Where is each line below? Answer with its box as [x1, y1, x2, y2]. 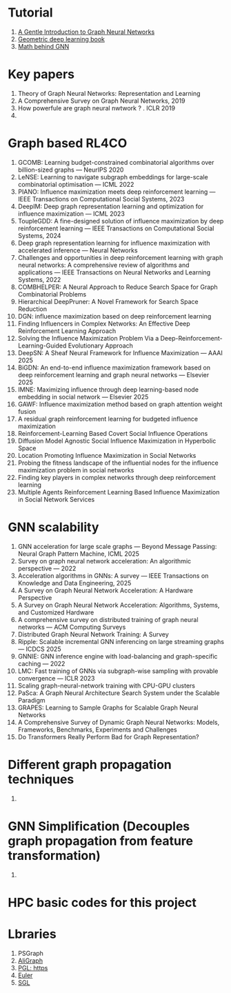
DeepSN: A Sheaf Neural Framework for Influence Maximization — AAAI [17, 348, 223, 357]
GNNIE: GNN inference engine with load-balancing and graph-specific [17, 652, 218, 660]
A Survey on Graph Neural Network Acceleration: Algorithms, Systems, [17, 601, 220, 609]
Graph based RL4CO [8, 136, 128, 151]
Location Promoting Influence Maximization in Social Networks [17, 451, 197, 459]
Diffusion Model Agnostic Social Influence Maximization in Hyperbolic [17, 437, 217, 445]
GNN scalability [8, 519, 99, 535]
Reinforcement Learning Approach [17, 326, 117, 335]
